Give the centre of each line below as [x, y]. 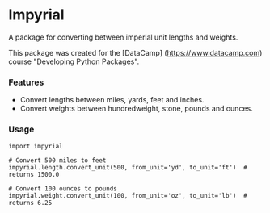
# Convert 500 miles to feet [57, 160]
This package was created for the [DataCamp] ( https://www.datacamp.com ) [135, 52]
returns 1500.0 [34, 174]
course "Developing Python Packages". [74, 61]
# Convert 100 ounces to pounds [63, 188]
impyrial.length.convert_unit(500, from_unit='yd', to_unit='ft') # [128, 167]
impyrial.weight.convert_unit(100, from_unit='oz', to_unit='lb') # [128, 195]
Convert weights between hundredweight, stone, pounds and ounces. [136, 109]
